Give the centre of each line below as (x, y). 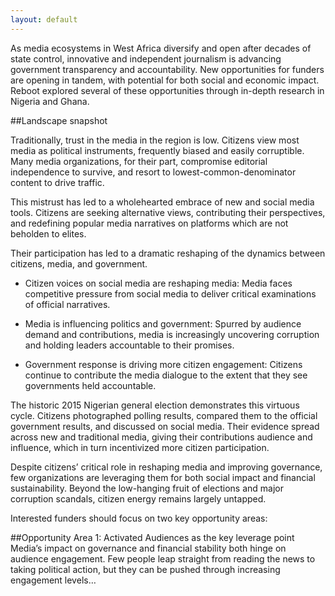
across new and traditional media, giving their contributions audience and (161, 437)
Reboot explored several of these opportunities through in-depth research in (167, 90)
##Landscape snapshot (59, 120)
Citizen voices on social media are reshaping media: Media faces (158, 283)
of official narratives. (67, 304)
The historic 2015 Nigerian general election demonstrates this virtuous (155, 405)
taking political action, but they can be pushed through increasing (145, 569)
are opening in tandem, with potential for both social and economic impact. (165, 80)
